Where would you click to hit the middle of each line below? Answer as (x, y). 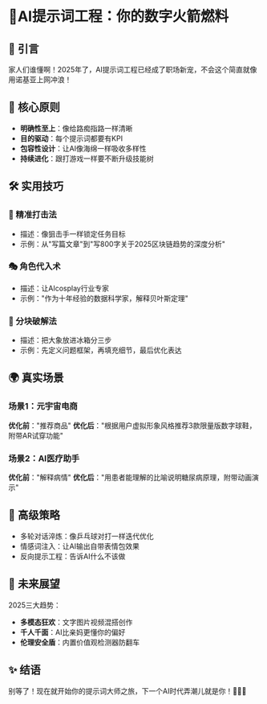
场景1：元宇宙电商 (43, 406)
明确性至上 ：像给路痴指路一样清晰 (76, 128)
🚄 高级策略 (34, 515)
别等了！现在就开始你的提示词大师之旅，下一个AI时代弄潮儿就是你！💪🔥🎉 (127, 691)
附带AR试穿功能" (36, 435)
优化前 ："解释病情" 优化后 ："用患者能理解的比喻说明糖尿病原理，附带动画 (130, 478)
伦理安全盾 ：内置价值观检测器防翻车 (80, 642)
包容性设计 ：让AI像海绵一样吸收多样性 (83, 148)
